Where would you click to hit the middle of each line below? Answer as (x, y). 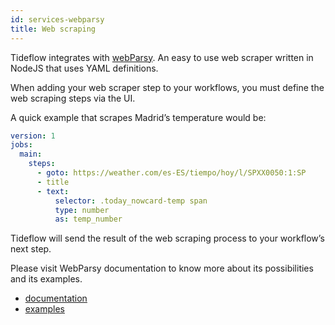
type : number (82, 210)
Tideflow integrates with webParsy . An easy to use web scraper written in (162, 57)
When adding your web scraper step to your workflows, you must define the (167, 87)
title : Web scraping (53, 29)
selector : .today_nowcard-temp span (131, 201)
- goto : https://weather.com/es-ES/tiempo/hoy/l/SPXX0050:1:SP (171, 173)
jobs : (21, 145)
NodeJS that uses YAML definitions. (84, 68)
